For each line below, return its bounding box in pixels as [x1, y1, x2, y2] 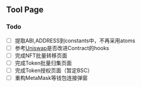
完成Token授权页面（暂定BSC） [14, 67, 93, 74]
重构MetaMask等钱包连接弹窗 [14, 74, 88, 81]
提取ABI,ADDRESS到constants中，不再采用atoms [14, 37, 136, 44]
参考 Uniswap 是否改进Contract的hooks [14, 44, 109, 51]
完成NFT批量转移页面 [14, 52, 67, 59]
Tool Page [6, 5, 44, 15]
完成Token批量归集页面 [14, 59, 72, 66]
